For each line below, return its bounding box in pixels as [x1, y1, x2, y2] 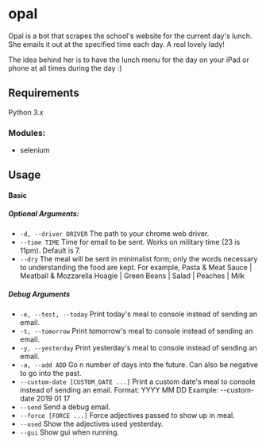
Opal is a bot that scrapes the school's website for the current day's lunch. [8, 31, 253, 41]
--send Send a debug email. [19, 402, 111, 412]
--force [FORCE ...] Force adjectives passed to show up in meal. [19, 410, 236, 420]
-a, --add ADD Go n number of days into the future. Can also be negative [19, 359, 258, 370]
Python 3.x [8, 107, 44, 117]
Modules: [8, 127, 46, 138]
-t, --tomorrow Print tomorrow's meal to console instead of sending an [19, 326, 253, 335]
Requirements [8, 87, 79, 100]
